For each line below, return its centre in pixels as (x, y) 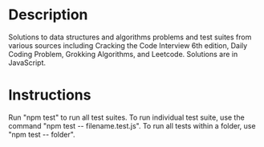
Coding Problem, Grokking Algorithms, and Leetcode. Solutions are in (123, 54)
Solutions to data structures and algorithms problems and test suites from (130, 37)
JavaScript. (27, 63)
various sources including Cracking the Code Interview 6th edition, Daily (128, 45)
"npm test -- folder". (42, 134)
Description (48, 15)
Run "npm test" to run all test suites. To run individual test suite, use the (126, 117)
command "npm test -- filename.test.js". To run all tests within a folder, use (132, 125)
